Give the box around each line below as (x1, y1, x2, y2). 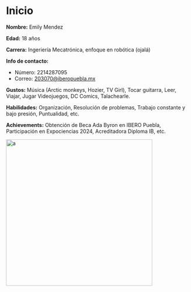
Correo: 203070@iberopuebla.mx (14, 75, 96, 82)
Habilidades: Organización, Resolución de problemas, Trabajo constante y (6, 104, 186, 111)
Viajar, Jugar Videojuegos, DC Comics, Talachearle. (6, 92, 130, 99)
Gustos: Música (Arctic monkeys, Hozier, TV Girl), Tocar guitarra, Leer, (6, 86, 177, 93)
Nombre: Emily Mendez (6, 23, 63, 30)
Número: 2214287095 (14, 68, 67, 75)
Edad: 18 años (6, 35, 41, 42)
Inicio (6, 4, 34, 18)
